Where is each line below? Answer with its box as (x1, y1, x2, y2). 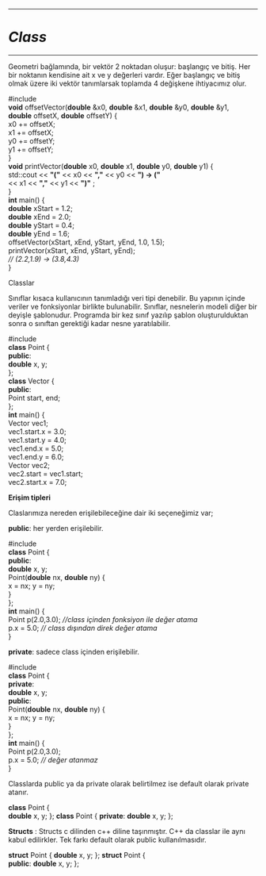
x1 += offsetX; (8, 128, 54, 137)
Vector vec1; (8, 418, 49, 428)
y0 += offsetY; (8, 136, 55, 145)
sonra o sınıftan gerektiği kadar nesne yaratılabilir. (8, 318, 171, 328)
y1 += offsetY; (8, 144, 54, 154)
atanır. (8, 787, 29, 797)
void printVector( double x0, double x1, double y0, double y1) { (8, 161, 214, 171)
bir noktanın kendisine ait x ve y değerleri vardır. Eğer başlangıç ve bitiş (8, 70, 241, 79)
